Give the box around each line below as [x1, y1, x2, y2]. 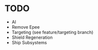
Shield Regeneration [11, 34, 53, 40]
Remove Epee [11, 24, 40, 30]
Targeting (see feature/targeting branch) [11, 29, 94, 35]
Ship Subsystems [11, 39, 47, 45]
